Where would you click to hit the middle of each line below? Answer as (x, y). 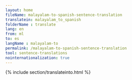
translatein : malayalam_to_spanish (43, 19)
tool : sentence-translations (36, 53)
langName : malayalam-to (32, 44)
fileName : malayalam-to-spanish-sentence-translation (64, 15)
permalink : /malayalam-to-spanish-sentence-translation (66, 48)
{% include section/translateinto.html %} (48, 72)
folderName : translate (31, 24)
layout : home (19, 10)
